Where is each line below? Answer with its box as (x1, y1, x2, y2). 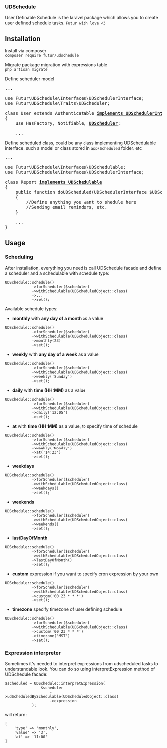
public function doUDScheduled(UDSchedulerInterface (15, 189, 147, 195)
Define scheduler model (5, 76, 55, 82)
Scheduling (5, 253, 34, 260)
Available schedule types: (5, 305, 58, 312)
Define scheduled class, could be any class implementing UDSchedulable (5, 140, 156, 146)
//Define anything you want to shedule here (26, 199, 137, 205)
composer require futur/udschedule (5, 53, 79, 58)
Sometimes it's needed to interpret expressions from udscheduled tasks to (5, 661, 158, 667)
